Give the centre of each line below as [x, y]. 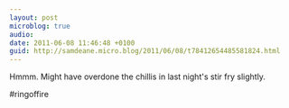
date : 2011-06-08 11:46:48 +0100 [72, 43]
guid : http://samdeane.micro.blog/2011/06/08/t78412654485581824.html [145, 51]
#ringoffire [29, 94]
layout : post [34, 18]
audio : [22, 34]
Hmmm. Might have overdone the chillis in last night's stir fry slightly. [138, 76]
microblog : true [40, 26]
